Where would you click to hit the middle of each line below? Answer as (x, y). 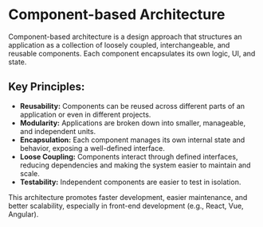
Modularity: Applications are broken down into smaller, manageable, (133, 123)
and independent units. (58, 131)
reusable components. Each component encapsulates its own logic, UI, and (132, 53)
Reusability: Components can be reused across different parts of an (132, 106)
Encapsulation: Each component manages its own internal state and (132, 140)
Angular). (24, 214)
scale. (29, 173)
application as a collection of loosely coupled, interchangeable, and (119, 44)
